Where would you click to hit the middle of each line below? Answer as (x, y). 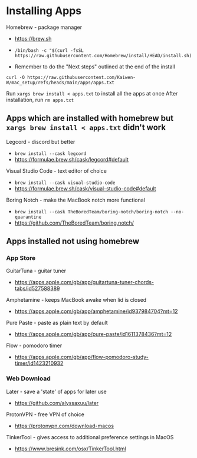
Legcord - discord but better (41, 141)
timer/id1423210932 (39, 363)
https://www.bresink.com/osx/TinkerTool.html (70, 449)
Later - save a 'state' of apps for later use (57, 391)
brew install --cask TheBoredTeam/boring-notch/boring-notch (91, 212)
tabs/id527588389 (37, 289)
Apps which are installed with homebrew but (90, 118)
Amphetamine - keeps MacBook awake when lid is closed (76, 300)
